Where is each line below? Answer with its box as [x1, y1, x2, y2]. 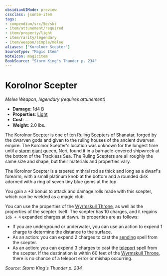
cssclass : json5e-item [5, 12, 52, 17]
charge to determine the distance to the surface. [12, 229, 112, 235]
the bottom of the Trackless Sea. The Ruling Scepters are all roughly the [5, 153, 154, 159]
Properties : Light [12, 111, 48, 117]
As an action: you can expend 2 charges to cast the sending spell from [12, 234, 158, 240]
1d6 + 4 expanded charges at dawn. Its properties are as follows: [5, 214, 139, 220]
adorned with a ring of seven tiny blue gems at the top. [5, 179, 118, 185]
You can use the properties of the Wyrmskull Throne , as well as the [5, 203, 144, 210]
